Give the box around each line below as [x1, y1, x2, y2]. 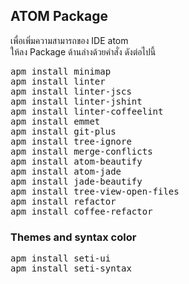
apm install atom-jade [10, 165, 122, 177]
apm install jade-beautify [10, 175, 143, 187]
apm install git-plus [10, 125, 117, 137]
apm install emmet [10, 115, 101, 127]
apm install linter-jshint [10, 95, 143, 107]
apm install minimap [10, 65, 112, 77]
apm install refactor [10, 195, 117, 207]
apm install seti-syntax [10, 263, 132, 274]
